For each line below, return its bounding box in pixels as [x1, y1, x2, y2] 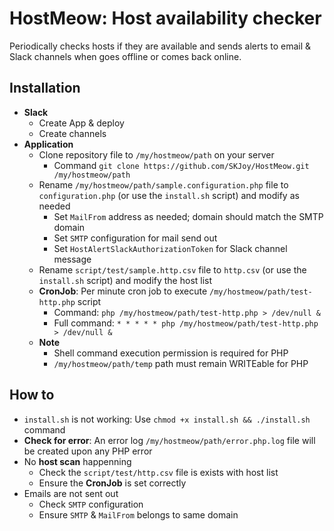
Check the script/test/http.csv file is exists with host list [38, 466, 279, 478]
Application [23, 138, 74, 150]
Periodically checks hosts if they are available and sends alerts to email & [9, 40, 312, 52]
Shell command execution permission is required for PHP [53, 347, 289, 359]
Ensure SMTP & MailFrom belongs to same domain [38, 508, 239, 521]
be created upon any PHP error [23, 445, 153, 457]
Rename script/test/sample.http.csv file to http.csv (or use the [38, 263, 307, 276]
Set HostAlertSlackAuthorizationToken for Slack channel [53, 242, 288, 254]
